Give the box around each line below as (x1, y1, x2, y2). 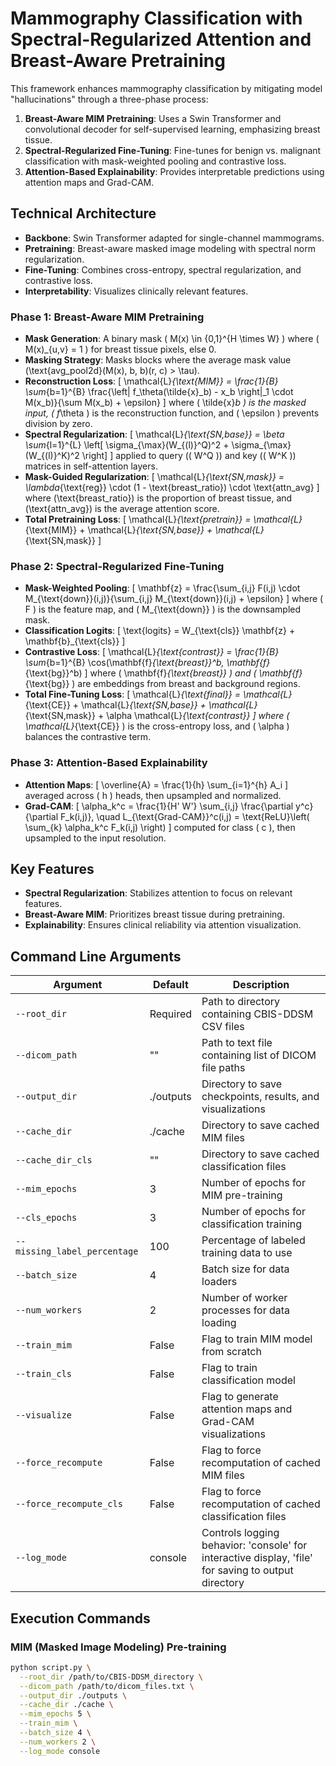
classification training (201, 1217, 303, 1231)
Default (152, 978, 189, 992)
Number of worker (201, 1291, 288, 1305)
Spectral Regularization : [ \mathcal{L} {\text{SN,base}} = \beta (24, 428, 285, 441)
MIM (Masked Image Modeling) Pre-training (10, 1640, 227, 1654)
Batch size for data (201, 1262, 290, 1276)
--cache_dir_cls (15, 1155, 93, 1166)
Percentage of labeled (201, 1233, 306, 1247)
